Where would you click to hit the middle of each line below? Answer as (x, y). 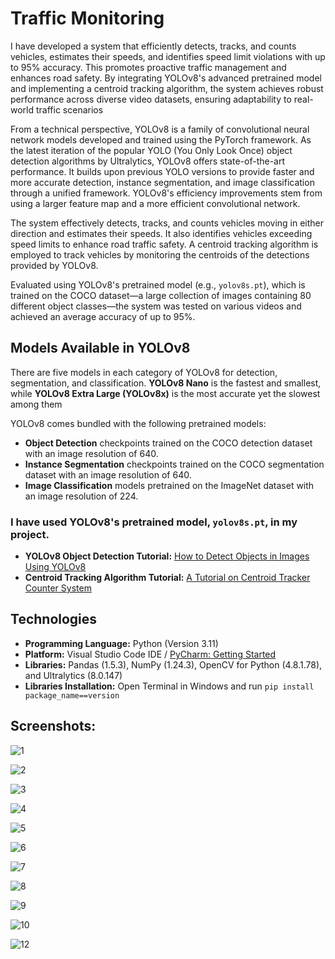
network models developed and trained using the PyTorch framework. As (161, 139)
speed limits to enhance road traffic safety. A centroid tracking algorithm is (164, 244)
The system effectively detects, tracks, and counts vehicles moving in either (167, 223)
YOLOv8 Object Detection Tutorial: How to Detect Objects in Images (167, 556)
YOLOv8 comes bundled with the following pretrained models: (138, 423)
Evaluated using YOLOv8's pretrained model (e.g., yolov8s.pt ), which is (158, 284)
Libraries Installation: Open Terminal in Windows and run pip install (169, 686)
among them (36, 404)
